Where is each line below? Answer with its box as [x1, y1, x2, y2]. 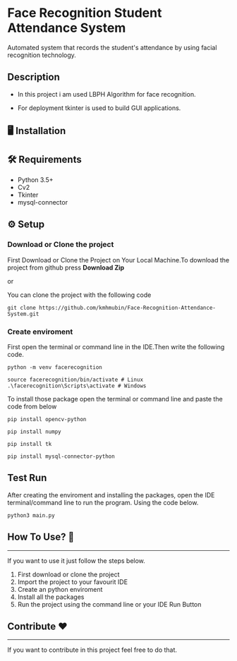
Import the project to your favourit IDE [17, 577, 128, 586]
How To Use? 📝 [7, 531, 75, 543]
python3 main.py [7, 511, 55, 519]
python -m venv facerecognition [7, 363, 102, 371]
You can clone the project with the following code [7, 291, 152, 299]
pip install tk [7, 440, 52, 447]
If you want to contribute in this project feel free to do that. [7, 645, 178, 654]
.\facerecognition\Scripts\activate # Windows [7, 382, 147, 389]
